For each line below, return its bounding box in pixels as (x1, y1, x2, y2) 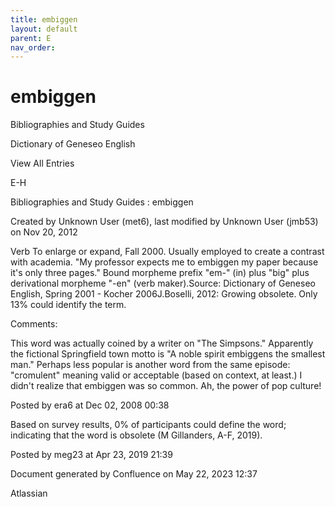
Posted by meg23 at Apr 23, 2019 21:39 (10, 449, 173, 461)
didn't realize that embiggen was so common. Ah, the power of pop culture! (10, 380, 322, 392)
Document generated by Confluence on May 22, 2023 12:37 (10, 468, 258, 480)
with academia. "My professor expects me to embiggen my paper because (10, 256, 319, 268)
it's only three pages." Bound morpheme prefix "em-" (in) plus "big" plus (10, 267, 310, 279)
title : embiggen (10, 14, 78, 25)
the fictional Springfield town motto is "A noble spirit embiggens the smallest (10, 348, 326, 360)
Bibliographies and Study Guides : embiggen (10, 196, 194, 208)
